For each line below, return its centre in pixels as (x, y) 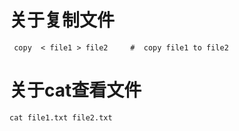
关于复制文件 (62, 20)
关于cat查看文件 (75, 90)
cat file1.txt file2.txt (61, 117)
